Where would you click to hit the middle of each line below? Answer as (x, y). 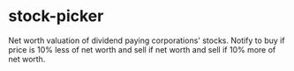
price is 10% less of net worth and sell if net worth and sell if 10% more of (142, 49)
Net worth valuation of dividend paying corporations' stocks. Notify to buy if (147, 40)
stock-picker (56, 16)
